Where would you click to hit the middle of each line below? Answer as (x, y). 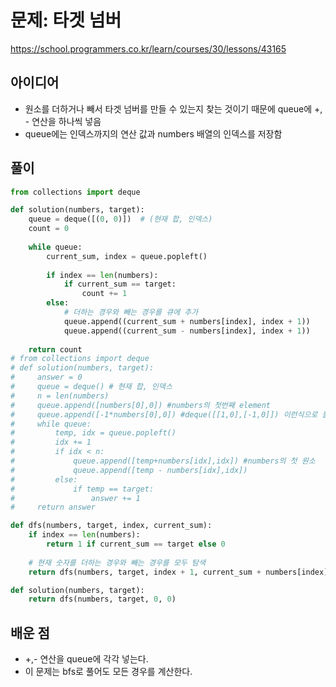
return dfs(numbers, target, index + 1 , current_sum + (145, 572)
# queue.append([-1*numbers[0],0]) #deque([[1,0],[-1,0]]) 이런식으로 (164, 414)
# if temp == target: (82, 489)
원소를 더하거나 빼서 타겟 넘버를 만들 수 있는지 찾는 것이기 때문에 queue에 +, (173, 108)
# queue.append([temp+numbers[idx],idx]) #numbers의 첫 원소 (163, 461)
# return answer (53, 507)
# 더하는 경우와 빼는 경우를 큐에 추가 (131, 312)
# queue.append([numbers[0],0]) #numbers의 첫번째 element (141, 405)
